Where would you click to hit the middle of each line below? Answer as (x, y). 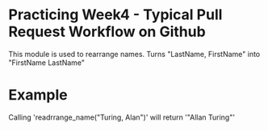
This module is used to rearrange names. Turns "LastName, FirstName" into (134, 54)
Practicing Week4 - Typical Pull (115, 15)
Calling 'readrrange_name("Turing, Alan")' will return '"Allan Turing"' (122, 117)
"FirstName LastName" (47, 63)
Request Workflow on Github (107, 32)
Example (38, 95)
